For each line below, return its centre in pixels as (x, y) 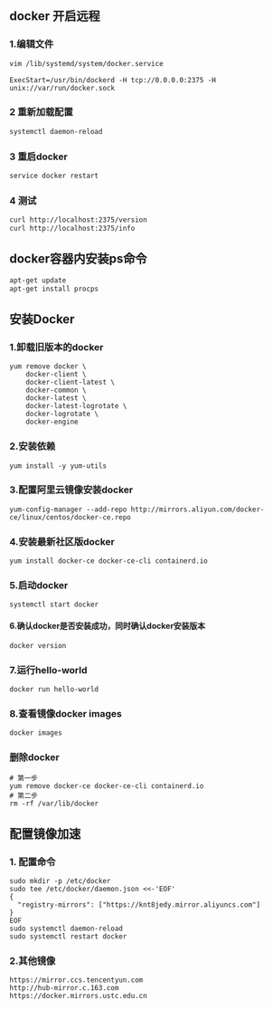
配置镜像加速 (45, 834)
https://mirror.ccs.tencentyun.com (76, 980)
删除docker (35, 757)
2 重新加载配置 (42, 112)
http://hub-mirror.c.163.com (64, 988)
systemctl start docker (54, 604)
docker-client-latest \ (71, 383)
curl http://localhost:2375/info (72, 229)
